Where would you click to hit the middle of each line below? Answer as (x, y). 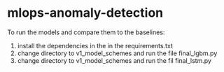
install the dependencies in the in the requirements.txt (95, 45)
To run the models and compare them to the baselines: (86, 32)
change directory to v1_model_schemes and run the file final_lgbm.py (117, 53)
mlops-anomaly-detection (85, 13)
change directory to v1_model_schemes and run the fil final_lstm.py (114, 60)
